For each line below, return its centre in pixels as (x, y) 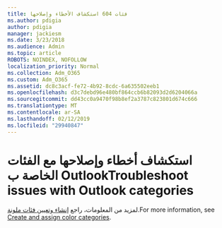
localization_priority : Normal (53, 66)
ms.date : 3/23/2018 (36, 40)
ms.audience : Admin (36, 47)
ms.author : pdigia (34, 20)
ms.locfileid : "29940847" (45, 125)
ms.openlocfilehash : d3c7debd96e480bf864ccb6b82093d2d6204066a (103, 92)
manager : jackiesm (34, 34)
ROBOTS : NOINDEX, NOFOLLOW (47, 60)
